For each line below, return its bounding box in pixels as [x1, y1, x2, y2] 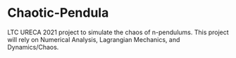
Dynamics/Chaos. [7, 43, 59, 51]
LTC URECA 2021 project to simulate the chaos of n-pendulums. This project [7, 28, 229, 36]
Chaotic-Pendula [7, 5, 109, 21]
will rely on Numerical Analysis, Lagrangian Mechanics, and [7, 35, 180, 43]
